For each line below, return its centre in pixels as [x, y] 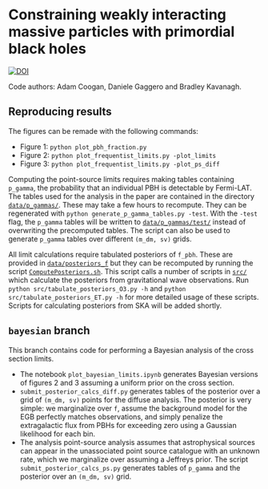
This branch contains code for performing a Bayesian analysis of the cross [131, 350]
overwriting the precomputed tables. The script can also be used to [119, 230]
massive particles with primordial [122, 32]
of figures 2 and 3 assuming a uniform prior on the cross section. [127, 382]
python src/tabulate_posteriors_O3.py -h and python [97, 288]
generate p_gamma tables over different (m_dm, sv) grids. [100, 239]
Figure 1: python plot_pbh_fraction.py [83, 147]
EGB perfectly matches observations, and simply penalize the [121, 416]
